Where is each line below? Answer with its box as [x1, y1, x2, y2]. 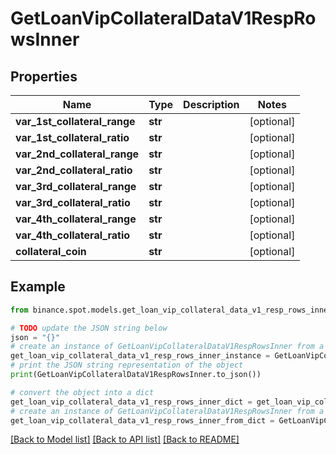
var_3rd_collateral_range [15, 180, 137, 193]
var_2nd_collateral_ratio [15, 163, 133, 177]
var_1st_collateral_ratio [15, 131, 130, 144]
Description [183, 98, 240, 111]
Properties [10, 68, 78, 85]
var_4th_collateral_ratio [15, 228, 131, 242]
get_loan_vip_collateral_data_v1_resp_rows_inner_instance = [10, 351, 271, 361]
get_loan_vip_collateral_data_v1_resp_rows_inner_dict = [10, 397, 253, 407]
